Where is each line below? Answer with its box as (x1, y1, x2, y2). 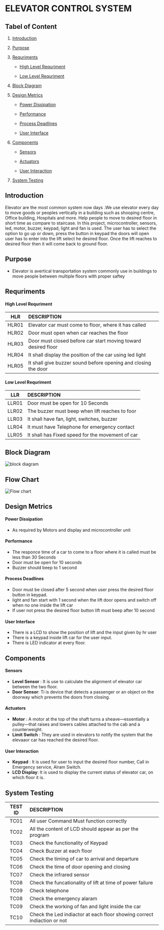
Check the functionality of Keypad (29, 840, 108, 846)
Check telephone (29, 887, 69, 894)
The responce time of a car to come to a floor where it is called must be (12, 549, 156, 555)
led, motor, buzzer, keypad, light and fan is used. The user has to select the (5, 225, 157, 231)
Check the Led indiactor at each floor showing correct (29, 911, 154, 918)
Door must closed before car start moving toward (28, 338, 142, 345)
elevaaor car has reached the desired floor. (12, 737, 99, 743)
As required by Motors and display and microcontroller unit (12, 527, 131, 533)
